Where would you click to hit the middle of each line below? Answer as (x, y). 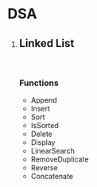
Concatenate (52, 177)
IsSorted (45, 126)
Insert (41, 109)
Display (43, 142)
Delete (42, 134)
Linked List (47, 43)
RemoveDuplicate (60, 159)
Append (44, 100)
